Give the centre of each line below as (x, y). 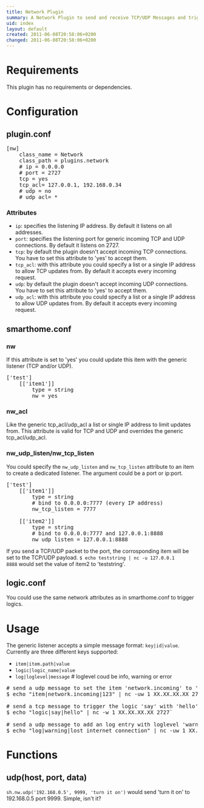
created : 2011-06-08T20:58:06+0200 (51, 35)
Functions (32, 755)
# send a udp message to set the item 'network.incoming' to (99, 688)
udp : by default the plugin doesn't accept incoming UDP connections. (101, 284)
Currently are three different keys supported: (62, 652)
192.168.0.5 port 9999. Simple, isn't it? (54, 799)
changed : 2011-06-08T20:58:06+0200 (51, 40)
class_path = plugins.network (64, 161)
